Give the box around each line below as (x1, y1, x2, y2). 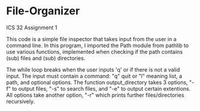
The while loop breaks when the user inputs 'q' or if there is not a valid (6, 66, 180, 73)
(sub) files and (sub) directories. (6, 54, 86, 61)
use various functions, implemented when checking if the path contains (6, 48, 183, 55)
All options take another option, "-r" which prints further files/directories (6, 91, 184, 98)
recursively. (6, 97, 35, 105)
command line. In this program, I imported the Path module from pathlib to (6, 42, 189, 49)
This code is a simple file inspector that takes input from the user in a (6, 35, 177, 42)
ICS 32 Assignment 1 (6, 24, 57, 31)
